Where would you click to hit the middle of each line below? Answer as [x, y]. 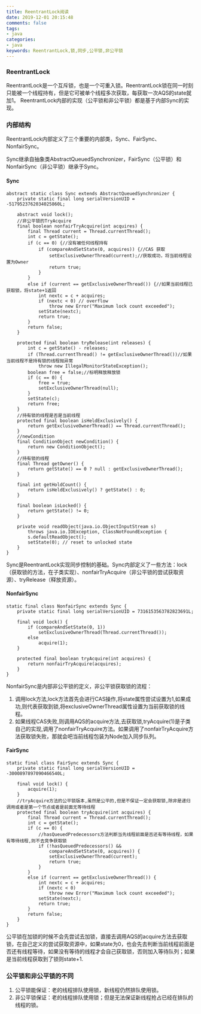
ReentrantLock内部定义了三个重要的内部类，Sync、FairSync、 [83, 139]
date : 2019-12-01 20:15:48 [40, 17]
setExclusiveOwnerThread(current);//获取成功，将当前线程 [118, 256]
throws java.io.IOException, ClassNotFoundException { [98, 532]
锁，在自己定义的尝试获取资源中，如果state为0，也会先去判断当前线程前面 [98, 944]
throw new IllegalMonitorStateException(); [93, 366]
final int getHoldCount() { [52, 485]
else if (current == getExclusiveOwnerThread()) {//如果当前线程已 [110, 284]
